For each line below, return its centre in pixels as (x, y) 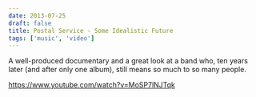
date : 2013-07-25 (37, 16)
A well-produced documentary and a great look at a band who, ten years (128, 61)
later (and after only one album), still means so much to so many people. (127, 70)
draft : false (30, 23)
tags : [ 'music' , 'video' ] (51, 38)
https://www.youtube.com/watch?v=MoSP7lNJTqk (92, 85)
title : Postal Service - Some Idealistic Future (91, 30)
